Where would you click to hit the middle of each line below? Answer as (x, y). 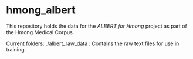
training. (16, 49)
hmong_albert (41, 10)
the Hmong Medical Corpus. (40, 32)
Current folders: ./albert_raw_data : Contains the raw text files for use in (93, 43)
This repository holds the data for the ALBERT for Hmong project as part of (97, 26)
